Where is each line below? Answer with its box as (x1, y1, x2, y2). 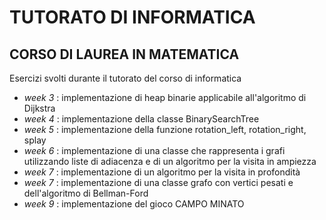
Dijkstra (23, 102, 56, 114)
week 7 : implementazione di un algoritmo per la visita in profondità (23, 166, 301, 178)
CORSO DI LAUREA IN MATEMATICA (9, 46, 240, 63)
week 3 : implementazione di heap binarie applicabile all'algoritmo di (23, 92, 307, 103)
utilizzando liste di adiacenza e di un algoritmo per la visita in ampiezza (23, 156, 317, 167)
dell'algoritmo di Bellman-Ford (23, 187, 149, 199)
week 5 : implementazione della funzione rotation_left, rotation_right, (23, 124, 307, 135)
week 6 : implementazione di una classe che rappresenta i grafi (23, 145, 286, 156)
